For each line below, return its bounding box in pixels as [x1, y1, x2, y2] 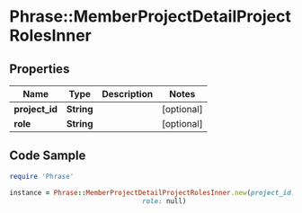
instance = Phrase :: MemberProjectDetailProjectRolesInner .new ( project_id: [9, 188, 296, 197]
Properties [9, 61, 70, 76]
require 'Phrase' [9, 172, 75, 181]
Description [102, 88, 154, 100]
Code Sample [9, 148, 86, 164]
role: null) [142, 196, 187, 206]
